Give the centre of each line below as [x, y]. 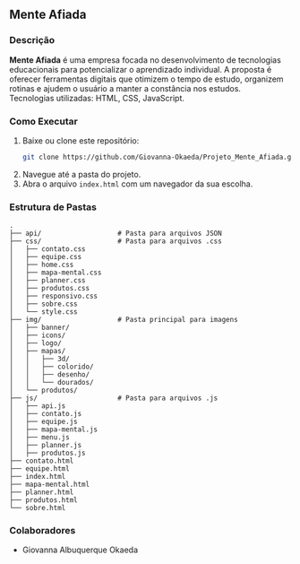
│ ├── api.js [38, 406]
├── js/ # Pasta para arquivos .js [114, 398]
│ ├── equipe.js [43, 422]
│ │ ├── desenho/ [50, 375]
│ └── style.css [43, 312]
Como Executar [43, 121]
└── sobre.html [38, 508]
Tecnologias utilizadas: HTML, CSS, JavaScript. [97, 98]
